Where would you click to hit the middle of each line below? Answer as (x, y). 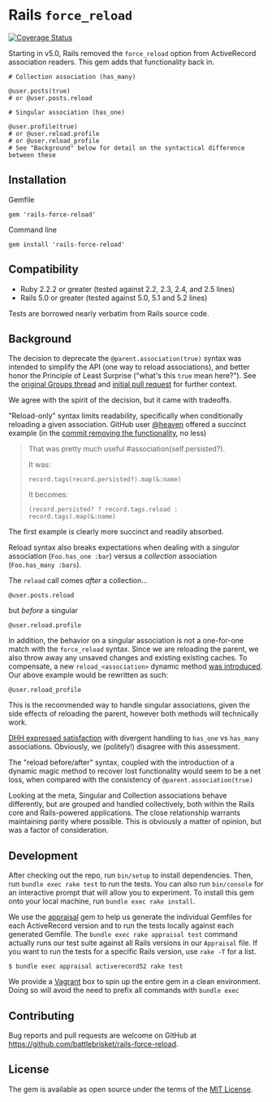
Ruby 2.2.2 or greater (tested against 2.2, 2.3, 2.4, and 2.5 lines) (127, 289)
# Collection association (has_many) (72, 76)
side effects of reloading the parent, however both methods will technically (134, 714)
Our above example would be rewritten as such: (89, 675)
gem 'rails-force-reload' (52, 214)
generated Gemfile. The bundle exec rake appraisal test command (123, 934)
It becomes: (48, 494)
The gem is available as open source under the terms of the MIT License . (131, 1089)
